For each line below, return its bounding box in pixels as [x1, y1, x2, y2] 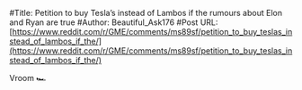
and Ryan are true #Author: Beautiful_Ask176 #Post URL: [9, 17, 218, 28]
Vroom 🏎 [9, 73, 47, 83]
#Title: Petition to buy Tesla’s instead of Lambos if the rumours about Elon [9, 8, 283, 18]
